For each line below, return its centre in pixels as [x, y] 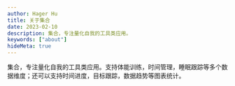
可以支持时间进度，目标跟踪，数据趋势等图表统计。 [111, 76]
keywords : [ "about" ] [37, 40]
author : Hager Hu [33, 14]
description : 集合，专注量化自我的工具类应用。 [69, 33]
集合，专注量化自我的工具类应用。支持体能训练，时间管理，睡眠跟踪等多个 [114, 67]
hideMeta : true [29, 46]
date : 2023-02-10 [33, 27]
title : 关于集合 [29, 20]
